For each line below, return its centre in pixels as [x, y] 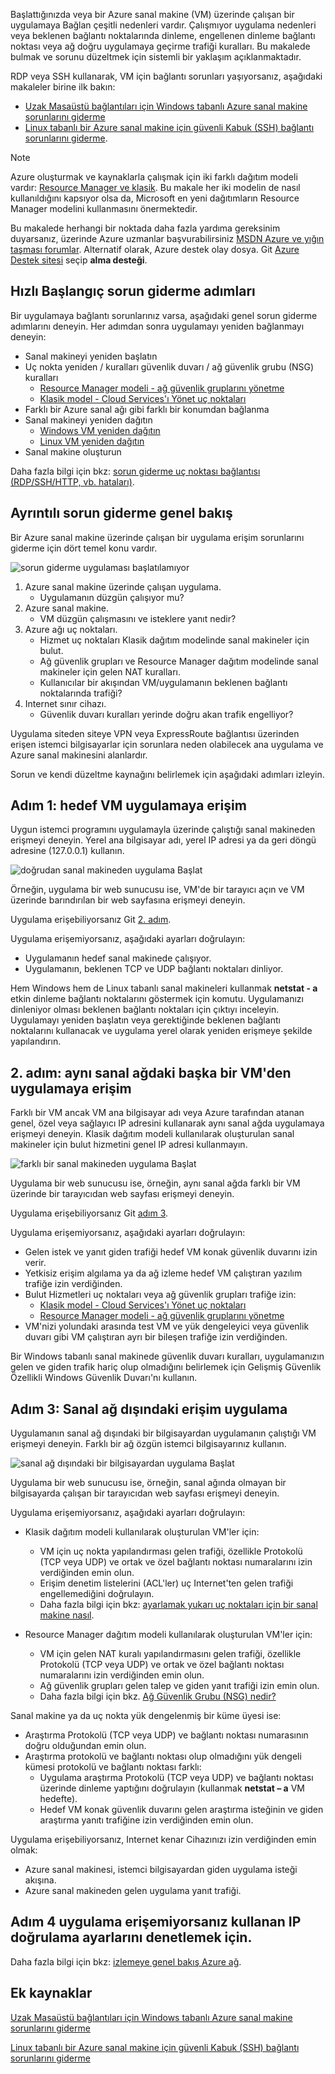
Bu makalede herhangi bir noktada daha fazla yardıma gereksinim [145, 228]
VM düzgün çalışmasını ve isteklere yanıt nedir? [138, 618]
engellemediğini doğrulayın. [97, 1594]
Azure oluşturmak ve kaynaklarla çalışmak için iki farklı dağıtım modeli [154, 177]
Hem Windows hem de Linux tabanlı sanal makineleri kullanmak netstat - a [164, 988]
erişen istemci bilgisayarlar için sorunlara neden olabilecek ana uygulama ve [167, 744]
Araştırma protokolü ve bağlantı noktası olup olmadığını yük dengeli [163, 1756]
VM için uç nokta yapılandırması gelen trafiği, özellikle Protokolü [171, 1551]
